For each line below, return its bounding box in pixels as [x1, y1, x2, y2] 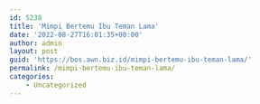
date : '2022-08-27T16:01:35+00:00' [9, 30, 144, 39]
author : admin [9, 38, 63, 48]
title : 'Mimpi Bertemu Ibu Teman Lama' [9, 22, 160, 31]
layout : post [9, 47, 59, 56]
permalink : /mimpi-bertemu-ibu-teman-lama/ [9, 64, 176, 73]
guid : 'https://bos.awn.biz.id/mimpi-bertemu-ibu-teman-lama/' [9, 55, 253, 64]
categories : [9, 72, 54, 81]
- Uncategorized [25, 80, 88, 90]
